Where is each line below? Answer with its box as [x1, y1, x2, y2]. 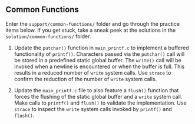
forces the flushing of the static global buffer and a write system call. [14, 93, 183, 100]
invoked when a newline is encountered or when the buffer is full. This [14, 63, 185, 70]
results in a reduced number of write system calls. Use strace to [14, 69, 171, 76]
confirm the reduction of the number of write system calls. [14, 75, 157, 82]
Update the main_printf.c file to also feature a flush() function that [14, 86, 179, 93]
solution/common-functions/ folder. [5, 32, 91, 40]
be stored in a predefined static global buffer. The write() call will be [14, 56, 182, 63]
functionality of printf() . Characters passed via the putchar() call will [14, 50, 185, 58]
